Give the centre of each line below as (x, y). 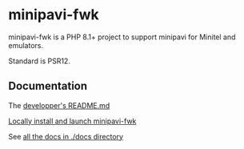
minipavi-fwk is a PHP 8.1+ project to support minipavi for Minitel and (122, 37)
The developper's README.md (59, 105)
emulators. (26, 45)
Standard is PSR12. (39, 61)
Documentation (48, 86)
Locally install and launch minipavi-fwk (72, 121)
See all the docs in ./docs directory (66, 136)
